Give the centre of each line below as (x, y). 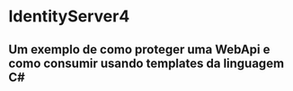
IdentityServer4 (69, 17)
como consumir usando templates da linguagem (146, 63)
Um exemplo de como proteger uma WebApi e (139, 50)
